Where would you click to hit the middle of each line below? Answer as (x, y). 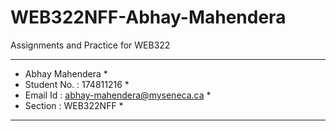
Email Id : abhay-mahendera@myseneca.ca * (118, 95)
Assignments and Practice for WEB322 (90, 45)
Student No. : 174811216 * (77, 84)
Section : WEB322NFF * (74, 105)
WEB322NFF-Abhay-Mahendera (148, 17)
